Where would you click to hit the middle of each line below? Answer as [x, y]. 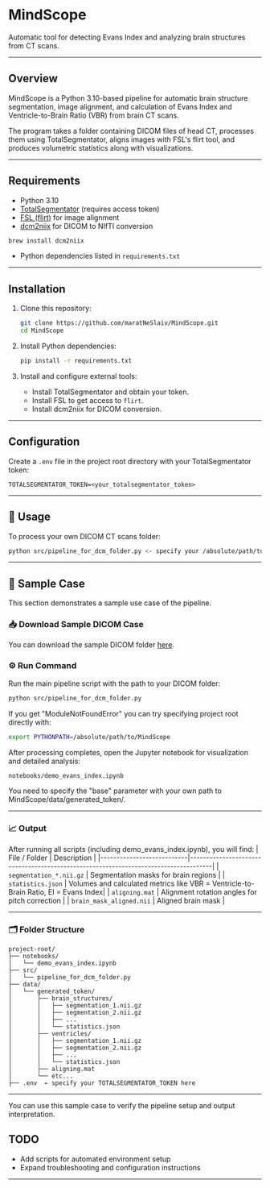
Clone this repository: [55, 309]
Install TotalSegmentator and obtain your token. [110, 392]
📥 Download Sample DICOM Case [76, 625]
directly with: [30, 722]
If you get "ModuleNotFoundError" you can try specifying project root [123, 713]
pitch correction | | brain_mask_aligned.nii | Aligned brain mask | [117, 900]
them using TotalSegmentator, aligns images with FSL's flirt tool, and [122, 139]
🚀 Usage [29, 517]
